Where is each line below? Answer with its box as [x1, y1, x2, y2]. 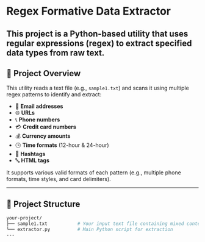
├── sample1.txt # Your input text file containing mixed [6, 221, 184, 227]
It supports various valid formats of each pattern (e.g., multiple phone [6, 169, 181, 176]
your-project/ [6, 215, 43, 221]
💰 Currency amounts [15, 132, 71, 140]
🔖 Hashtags [15, 151, 46, 158]
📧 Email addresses [15, 102, 63, 110]
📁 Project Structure [6, 199, 81, 209]
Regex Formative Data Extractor [6, 4, 171, 18]
